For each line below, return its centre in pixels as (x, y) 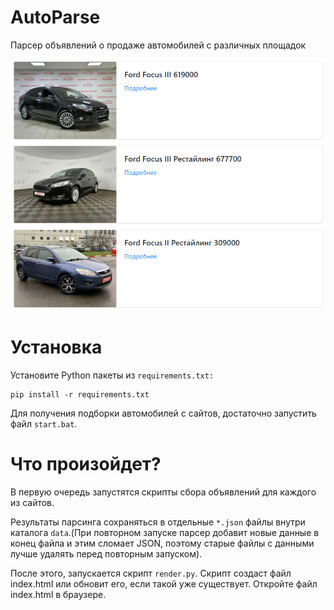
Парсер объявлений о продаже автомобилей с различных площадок (158, 45)
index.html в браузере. (58, 594)
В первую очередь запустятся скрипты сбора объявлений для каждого (163, 492)
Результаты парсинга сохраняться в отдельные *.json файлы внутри (158, 522)
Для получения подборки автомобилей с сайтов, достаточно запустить (163, 413)
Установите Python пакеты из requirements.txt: (112, 375)
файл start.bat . (44, 423)
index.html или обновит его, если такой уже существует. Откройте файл (164, 583)
